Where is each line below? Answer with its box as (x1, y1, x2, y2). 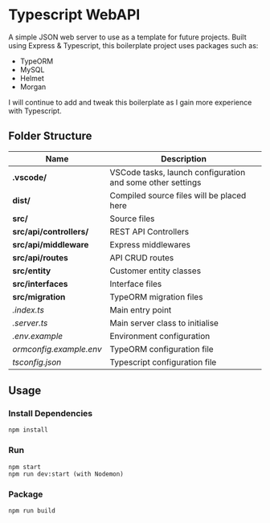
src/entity (12, 265, 51, 276)
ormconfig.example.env (12, 343, 102, 354)
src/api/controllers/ (12, 226, 89, 237)
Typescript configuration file (109, 356, 217, 367)
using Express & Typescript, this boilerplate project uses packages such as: (8, 40, 259, 50)
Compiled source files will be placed (109, 190, 247, 201)
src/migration (12, 291, 66, 302)
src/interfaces (12, 278, 68, 289)
